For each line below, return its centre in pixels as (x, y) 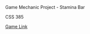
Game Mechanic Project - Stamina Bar (45, 7)
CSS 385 (14, 17)
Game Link (16, 26)
